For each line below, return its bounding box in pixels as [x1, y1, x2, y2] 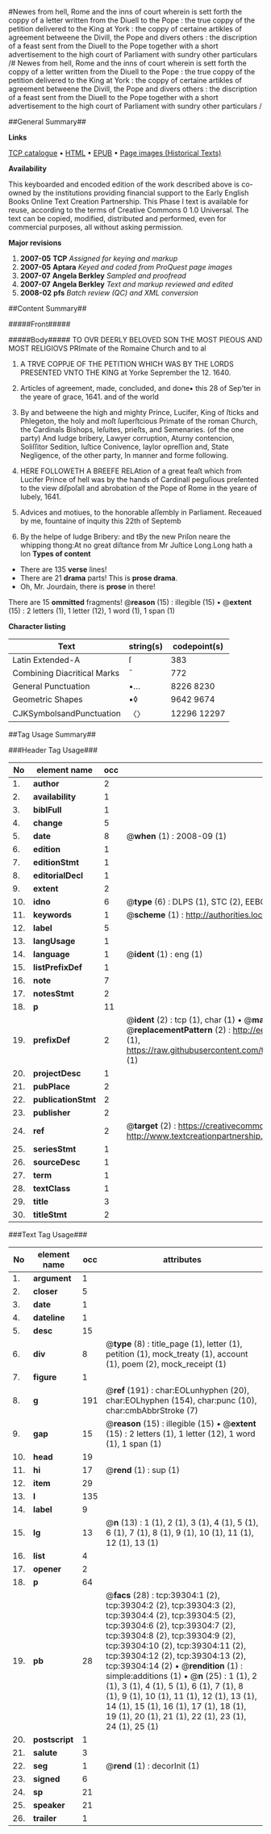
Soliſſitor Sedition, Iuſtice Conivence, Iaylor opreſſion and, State [19, 442, 229, 451]
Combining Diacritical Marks [12, 668, 119, 678]
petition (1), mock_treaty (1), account [106, 1349, 248, 1359]
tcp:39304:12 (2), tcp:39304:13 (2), [106, 1651, 247, 1661]
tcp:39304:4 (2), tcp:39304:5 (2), [106, 1610, 236, 1621]
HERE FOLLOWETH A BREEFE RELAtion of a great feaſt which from [19, 466, 242, 476]
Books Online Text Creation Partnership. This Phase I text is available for [8, 197, 248, 206]
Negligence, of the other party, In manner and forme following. [19, 451, 228, 460]
